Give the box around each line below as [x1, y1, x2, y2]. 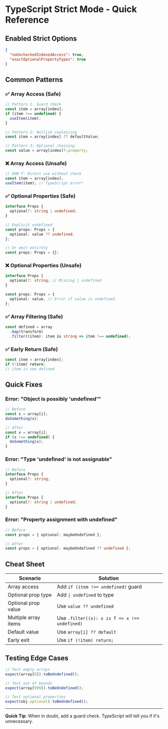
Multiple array [7, 614, 40, 621]
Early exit [7, 637, 29, 644]
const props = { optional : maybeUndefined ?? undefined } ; [5, 546, 131, 551]
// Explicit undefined [5, 222, 52, 227]
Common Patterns [5, 75, 63, 84]
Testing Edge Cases [5, 654, 68, 662]
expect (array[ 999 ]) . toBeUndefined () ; [5, 685, 84, 690]
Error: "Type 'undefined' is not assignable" [5, 456, 112, 463]
